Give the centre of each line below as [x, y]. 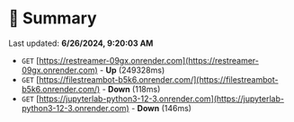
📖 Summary [53, 18]
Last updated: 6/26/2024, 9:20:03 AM [81, 43]
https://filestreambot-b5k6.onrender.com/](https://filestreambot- [159, 79]
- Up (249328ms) [132, 70]
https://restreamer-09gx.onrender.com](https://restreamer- [149, 60]
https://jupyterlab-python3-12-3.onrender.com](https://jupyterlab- [162, 99]
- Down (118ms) [131, 89]
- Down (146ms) [161, 108]
